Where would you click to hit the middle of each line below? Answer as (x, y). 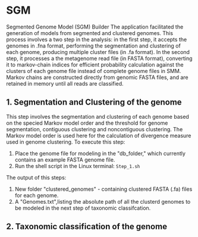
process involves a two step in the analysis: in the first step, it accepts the (97, 39)
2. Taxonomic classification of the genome (87, 227)
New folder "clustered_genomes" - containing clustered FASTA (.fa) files (103, 189)
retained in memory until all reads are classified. (65, 83)
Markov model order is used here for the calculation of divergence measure (99, 135)
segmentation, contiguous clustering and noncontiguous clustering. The (95, 129)
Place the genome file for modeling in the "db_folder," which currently (100, 153)
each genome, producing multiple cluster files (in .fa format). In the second (98, 52)
